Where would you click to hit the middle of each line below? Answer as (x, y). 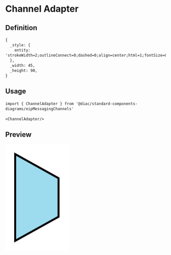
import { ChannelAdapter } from (39, 104)
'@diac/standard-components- (107, 104)
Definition (21, 28)
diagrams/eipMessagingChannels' (39, 109)
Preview (19, 135)
